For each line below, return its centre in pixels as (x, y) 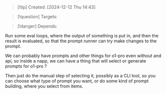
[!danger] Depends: (37, 26)
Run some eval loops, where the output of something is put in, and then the (82, 36)
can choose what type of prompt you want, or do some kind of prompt (77, 81)
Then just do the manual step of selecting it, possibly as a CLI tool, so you (81, 76)
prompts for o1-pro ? (26, 66)
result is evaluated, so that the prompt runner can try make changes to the (81, 41)
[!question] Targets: (37, 16)
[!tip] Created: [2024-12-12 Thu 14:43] (56, 7)
